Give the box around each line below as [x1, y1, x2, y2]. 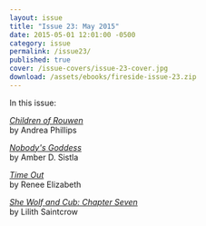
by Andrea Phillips [9, 124, 77, 135]
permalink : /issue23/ [9, 47, 92, 56]
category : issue [9, 38, 71, 48]
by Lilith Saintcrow [9, 206, 79, 217]
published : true [9, 55, 71, 64]
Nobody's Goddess [9, 142, 82, 152]
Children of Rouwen [9, 114, 83, 125]
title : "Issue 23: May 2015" [9, 22, 120, 31]
